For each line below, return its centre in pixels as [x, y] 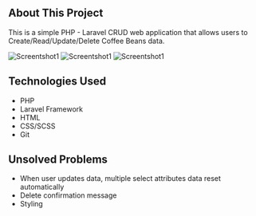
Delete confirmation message [68, 195]
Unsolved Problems [58, 160]
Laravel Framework [51, 109]
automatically [42, 187]
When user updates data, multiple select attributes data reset [120, 179]
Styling [32, 204]
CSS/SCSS [37, 126]
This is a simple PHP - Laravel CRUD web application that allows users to [128, 32]
